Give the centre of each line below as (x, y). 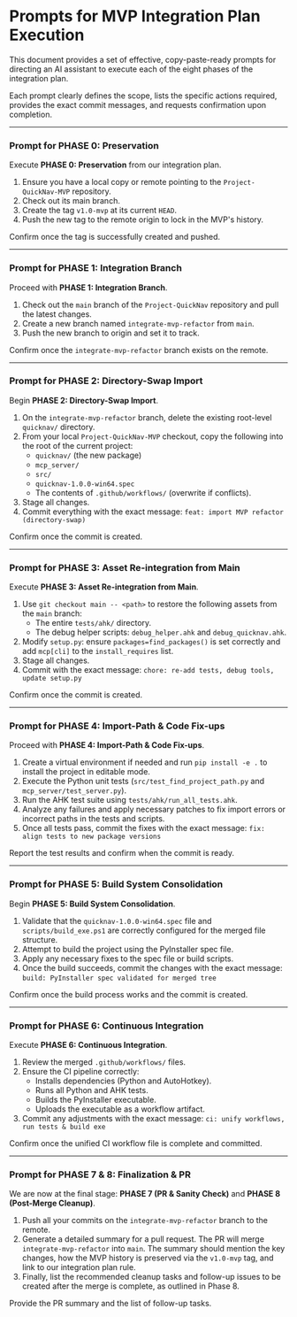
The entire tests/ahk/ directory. (93, 623)
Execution (47, 35)
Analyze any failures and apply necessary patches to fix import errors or (153, 809)
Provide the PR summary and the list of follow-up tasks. (110, 1304)
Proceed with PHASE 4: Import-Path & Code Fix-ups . (107, 745)
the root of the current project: (77, 445)
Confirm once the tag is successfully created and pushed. (115, 237)
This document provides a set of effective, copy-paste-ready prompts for (143, 59)
